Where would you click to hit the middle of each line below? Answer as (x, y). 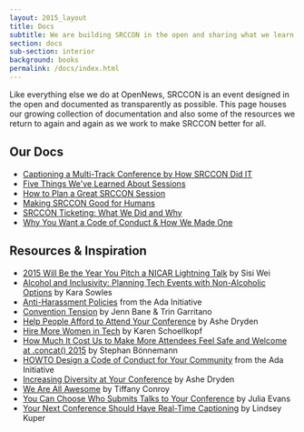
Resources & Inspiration (78, 251)
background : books (44, 60)
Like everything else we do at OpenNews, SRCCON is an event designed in (150, 94)
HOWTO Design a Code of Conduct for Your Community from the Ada (153, 359)
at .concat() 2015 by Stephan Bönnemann (100, 350)
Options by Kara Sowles (68, 292)
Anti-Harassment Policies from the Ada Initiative (112, 302)
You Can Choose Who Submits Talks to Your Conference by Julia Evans (157, 398)
